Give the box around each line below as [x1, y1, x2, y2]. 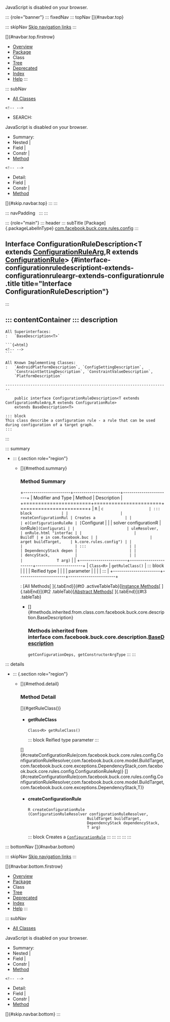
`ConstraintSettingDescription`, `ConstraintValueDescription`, [14, 369, 153, 374]
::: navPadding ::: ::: [5, 210, 48, 216]
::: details [5, 661, 24, 667]
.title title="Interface [5, 279, 72, 288]
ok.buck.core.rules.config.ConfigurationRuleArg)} [20, 768, 124, 774]
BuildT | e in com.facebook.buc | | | [20, 535, 152, 540]
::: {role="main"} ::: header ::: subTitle [5, 220, 84, 226]
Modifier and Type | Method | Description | [33, 495, 123, 501]
